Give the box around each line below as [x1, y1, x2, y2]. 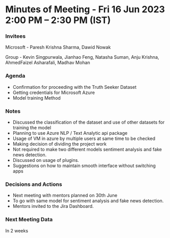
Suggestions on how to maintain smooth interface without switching [12, 162, 156, 169]
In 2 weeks [5, 227, 29, 233]
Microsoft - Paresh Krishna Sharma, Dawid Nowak [5, 44, 111, 51]
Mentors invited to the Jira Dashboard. [12, 203, 94, 209]
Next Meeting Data [5, 216, 53, 223]
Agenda [5, 73, 26, 80]
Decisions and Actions [5, 181, 62, 187]
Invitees [5, 33, 26, 40]
